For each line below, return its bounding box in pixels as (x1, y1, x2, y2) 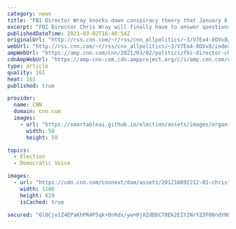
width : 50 (25, 127, 55, 134)
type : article (7, 63, 49, 70)
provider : (7, 95, 37, 102)
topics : (7, 147, 30, 154)
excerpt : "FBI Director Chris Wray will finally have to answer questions (7, 23, 231, 30)
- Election (13, 153, 46, 160)
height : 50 (25, 134, 58, 141)
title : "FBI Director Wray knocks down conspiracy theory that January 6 (7, 17, 228, 24)
